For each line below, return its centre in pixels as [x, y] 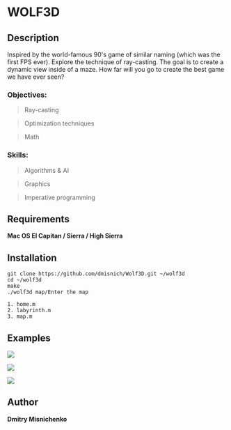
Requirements [38, 219]
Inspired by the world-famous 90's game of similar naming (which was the [114, 54]
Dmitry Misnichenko [37, 419]
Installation [32, 258]
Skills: [18, 155]
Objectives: [27, 95]
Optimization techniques [59, 123]
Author [23, 402]
